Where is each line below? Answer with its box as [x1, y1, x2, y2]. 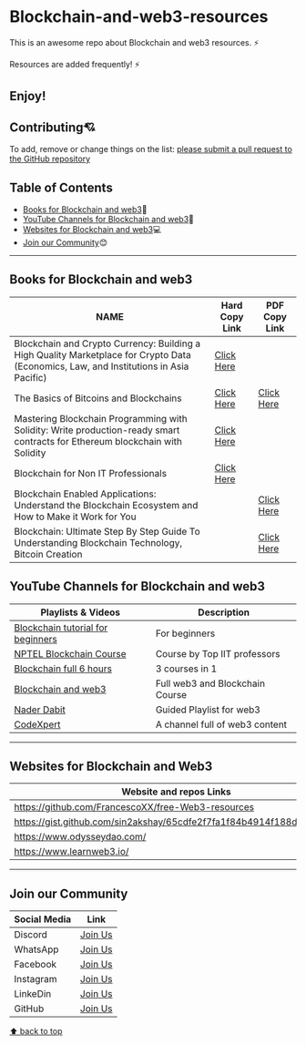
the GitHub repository [9, 153, 91, 165]
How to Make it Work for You [14, 510, 137, 523]
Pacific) [14, 371, 47, 384]
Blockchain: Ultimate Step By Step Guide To [14, 525, 200, 538]
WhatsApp [14, 943, 59, 956]
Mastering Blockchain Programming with [14, 412, 189, 425]
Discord [14, 928, 48, 941]
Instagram [14, 973, 57, 986]
